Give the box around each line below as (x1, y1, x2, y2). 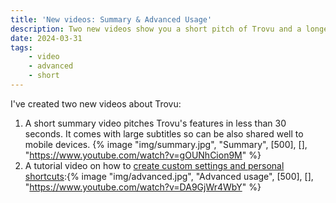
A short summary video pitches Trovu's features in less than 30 (24, 117, 287, 129)
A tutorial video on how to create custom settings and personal (24, 159, 285, 171)
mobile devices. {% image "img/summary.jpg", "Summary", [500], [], (24, 138, 308, 150)
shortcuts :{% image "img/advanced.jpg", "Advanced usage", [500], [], (24, 170, 314, 182)
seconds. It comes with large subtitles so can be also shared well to (24, 127, 304, 140)
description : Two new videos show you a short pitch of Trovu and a (10, 24, 302, 34)
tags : (10, 42, 33, 53)
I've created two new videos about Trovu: (10, 97, 182, 110)
